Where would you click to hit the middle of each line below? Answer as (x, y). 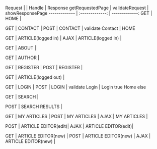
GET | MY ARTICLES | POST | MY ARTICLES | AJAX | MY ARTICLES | (76, 116)
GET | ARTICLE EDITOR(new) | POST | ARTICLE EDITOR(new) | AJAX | (78, 136)
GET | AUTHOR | (22, 58)
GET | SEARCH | (22, 97)
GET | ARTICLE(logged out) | (35, 77)
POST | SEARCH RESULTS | (34, 107)
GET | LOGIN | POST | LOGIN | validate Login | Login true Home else (76, 87)
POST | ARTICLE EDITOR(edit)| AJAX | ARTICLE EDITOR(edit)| (69, 126)
